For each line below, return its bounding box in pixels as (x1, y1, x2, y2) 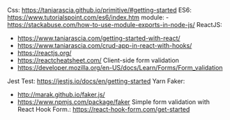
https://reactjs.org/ (17, 49, 72, 57)
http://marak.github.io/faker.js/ (17, 90, 106, 98)
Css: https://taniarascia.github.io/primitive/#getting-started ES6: (7, 6, 192, 14)
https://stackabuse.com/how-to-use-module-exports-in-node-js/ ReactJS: (7, 21, 222, 28)
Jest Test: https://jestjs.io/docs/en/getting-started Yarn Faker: (7, 77, 185, 85)
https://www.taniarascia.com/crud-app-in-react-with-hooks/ (17, 42, 192, 49)
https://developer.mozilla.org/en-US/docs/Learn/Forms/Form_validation (17, 64, 223, 71)
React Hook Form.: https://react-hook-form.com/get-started (17, 105, 190, 113)
